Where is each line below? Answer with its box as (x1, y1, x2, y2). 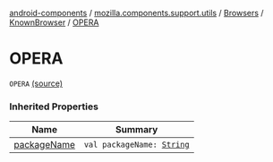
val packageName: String (83, 140, 190, 150)
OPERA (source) (9, 78, 64, 89)
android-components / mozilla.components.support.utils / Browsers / (9, 8, 264, 18)
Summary (115, 124, 158, 136)
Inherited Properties (9, 100, 98, 113)
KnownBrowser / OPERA (9, 17, 99, 28)
